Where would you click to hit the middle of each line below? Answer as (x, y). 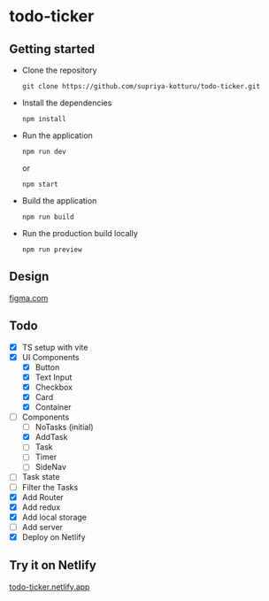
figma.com (29, 297)
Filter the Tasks (50, 487)
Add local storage (54, 517)
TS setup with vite (55, 347)
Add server (42, 527)
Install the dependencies (67, 103)
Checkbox (54, 387)
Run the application (57, 135)
